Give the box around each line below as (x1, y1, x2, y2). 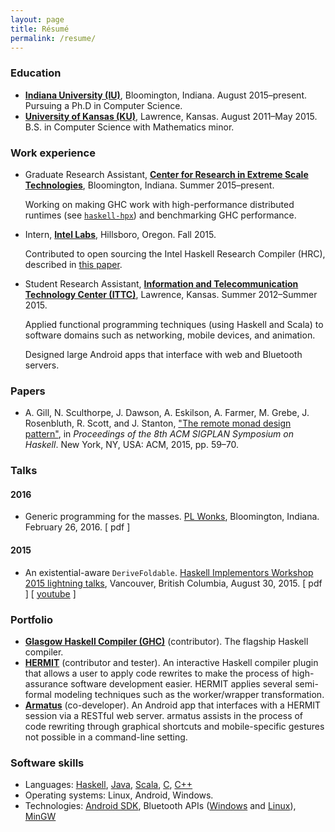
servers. (24, 359, 60, 371)
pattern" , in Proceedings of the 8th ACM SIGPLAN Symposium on (24, 428, 294, 440)
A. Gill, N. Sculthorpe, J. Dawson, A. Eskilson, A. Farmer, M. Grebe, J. (24, 407, 310, 419)
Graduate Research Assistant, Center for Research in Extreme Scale (24, 168, 309, 180)
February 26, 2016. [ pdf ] (24, 521, 131, 533)
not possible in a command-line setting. (24, 731, 188, 743)
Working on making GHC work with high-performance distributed (24, 198, 295, 210)
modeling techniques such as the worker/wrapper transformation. (53, 688, 325, 700)
